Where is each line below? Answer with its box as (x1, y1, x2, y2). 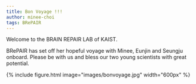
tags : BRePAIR (6, 20, 42, 25)
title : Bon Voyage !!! (6, 8, 63, 15)
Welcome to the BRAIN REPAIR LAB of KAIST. (6, 36, 118, 43)
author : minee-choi (6, 14, 55, 20)
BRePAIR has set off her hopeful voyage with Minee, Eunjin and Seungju (6, 47, 183, 54)
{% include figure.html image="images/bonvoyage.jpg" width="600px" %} (6, 72, 191, 79)
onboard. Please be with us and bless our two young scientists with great (6, 54, 187, 61)
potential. (6, 60, 30, 67)
